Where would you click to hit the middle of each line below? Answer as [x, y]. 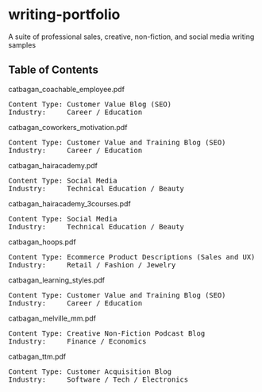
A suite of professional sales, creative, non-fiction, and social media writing [131, 37]
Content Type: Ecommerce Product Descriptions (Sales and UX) [132, 257]
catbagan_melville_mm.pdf [52, 318]
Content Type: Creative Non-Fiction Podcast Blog [107, 333]
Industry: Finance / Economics [77, 341]
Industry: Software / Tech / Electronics [98, 379]
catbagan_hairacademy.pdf [53, 165]
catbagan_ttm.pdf [37, 356]
